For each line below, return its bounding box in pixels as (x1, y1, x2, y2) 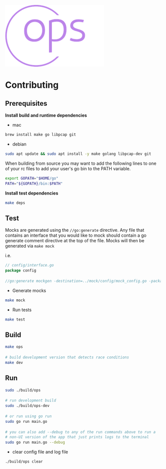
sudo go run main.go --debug (5, 440, 65, 445)
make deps (5, 200, 26, 205)
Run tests (12, 307, 32, 313)
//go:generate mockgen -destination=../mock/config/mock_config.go (5, 278, 147, 283)
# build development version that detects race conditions (5, 355, 129, 360)
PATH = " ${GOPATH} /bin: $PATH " (5, 181, 63, 186)
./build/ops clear (5, 459, 43, 464)
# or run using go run (5, 413, 52, 419)
